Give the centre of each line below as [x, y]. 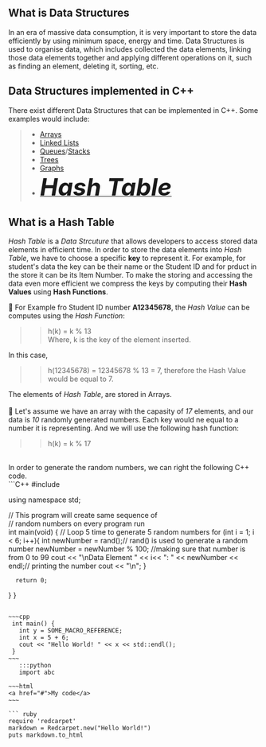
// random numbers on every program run [77, 523]
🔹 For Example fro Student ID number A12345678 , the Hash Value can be [129, 307]
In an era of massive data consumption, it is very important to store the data [133, 32]
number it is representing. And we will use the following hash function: [123, 428]
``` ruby [23, 714]
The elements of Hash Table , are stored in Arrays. [90, 395]
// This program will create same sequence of [83, 516]
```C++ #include [34, 484]
